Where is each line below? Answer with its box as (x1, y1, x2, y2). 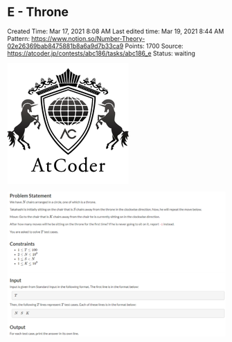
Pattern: (7, 34, 30, 42)
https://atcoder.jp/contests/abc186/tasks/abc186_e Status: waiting (7, 49, 196, 57)
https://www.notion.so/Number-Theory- (30, 34, 145, 42)
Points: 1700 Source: (125, 42, 184, 50)
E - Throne (7, 4, 69, 20)
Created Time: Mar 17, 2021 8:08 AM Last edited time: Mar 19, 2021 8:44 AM (7, 27, 224, 35)
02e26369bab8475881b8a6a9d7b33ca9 (7, 42, 124, 50)
